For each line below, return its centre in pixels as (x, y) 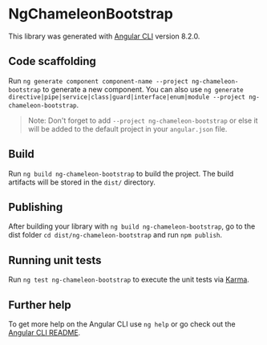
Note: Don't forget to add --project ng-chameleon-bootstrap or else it (143, 120)
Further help (40, 304)
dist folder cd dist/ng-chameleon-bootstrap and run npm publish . (115, 235)
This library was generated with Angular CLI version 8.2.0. (104, 36)
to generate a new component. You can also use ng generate (143, 89)
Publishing (36, 207)
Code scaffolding (52, 61)
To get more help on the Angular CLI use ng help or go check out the (122, 324)
